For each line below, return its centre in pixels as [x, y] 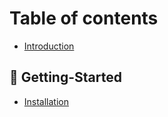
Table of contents [84, 18]
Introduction [49, 46]
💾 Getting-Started [65, 77]
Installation [46, 101]
